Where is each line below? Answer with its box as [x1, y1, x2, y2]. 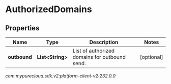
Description [89, 39, 119, 46]
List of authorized [72, 47, 115, 54]
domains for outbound [72, 54, 126, 60]
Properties [5, 24, 40, 32]
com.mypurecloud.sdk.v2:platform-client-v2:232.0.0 [5, 73, 116, 79]
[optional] [139, 54, 163, 60]
